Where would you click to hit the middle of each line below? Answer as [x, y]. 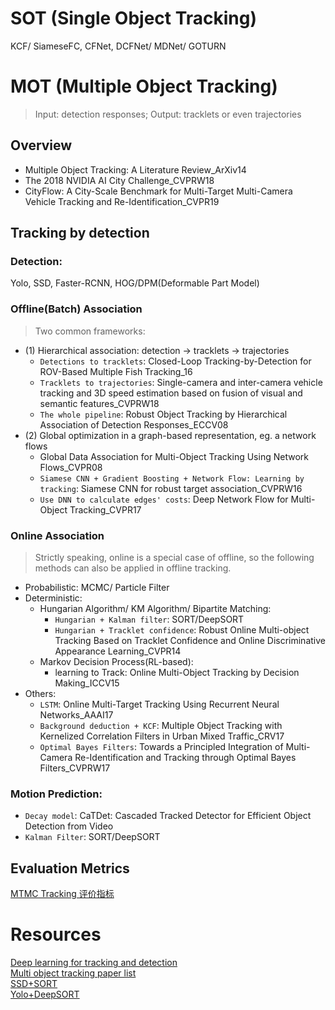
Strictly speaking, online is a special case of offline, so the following [174, 557]
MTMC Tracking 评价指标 [62, 894]
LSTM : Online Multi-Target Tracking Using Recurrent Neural [159, 704]
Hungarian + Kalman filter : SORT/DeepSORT [149, 619]
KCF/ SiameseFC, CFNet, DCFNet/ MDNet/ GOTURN [118, 46]
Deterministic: [53, 598]
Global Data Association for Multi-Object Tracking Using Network [174, 456]
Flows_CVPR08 [71, 467]
